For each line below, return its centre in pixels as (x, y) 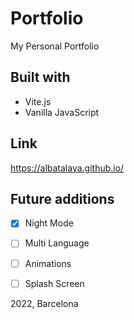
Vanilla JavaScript (62, 112)
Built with (40, 77)
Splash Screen (54, 283)
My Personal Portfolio (55, 46)
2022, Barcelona (44, 303)
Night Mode (49, 223)
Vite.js (38, 101)
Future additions (62, 198)
